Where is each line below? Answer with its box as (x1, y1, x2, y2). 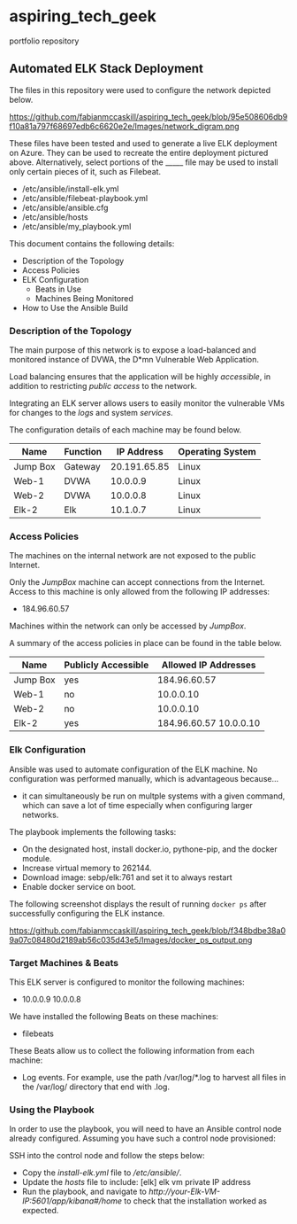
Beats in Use (34, 284, 82, 294)
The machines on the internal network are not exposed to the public (9, 550, 256, 561)
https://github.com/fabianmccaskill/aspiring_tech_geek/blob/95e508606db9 (9, 111, 288, 121)
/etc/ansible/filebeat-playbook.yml (21, 192, 148, 203)
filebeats (21, 1028, 55, 1039)
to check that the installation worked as (123, 1196, 268, 1206)
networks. (21, 809, 59, 820)
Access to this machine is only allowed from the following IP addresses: (9, 587, 270, 597)
